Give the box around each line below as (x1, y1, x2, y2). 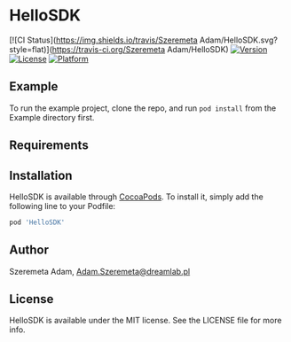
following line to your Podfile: (9, 200, 116, 211)
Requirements (9, 138, 89, 153)
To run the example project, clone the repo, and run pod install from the (9, 103, 277, 113)
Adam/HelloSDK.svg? (199, 35, 278, 45)
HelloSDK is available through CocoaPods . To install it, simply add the (9, 191, 263, 202)
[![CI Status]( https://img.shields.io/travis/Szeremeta (9, 35, 198, 45)
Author (9, 243, 49, 258)
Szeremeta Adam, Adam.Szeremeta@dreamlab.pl (9, 266, 191, 276)
